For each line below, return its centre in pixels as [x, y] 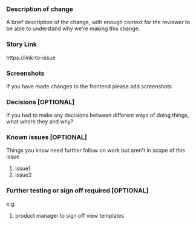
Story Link [22, 44]
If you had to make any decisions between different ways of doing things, [98, 115]
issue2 [23, 175]
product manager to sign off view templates [70, 215]
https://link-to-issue [31, 57]
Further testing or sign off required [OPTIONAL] [77, 191]
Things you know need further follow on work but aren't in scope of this [96, 151]
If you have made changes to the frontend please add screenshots [89, 86]
